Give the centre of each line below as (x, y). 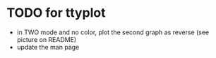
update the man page (48, 47)
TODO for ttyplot (56, 13)
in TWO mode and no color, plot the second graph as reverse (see (113, 32)
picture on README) (47, 39)
